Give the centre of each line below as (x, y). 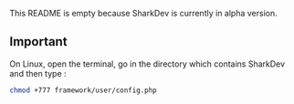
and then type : (38, 73)
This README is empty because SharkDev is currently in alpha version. (143, 13)
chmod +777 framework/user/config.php (83, 90)
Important (38, 42)
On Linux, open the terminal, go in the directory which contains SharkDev (147, 64)
